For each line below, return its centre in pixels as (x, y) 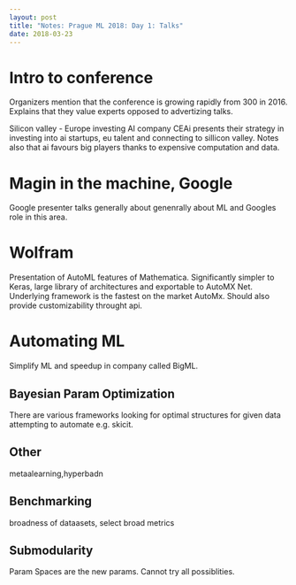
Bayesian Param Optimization (92, 393)
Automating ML (67, 341)
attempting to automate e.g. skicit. (72, 424)
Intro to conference (81, 77)
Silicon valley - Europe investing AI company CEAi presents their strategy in (147, 128)
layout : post (33, 17)
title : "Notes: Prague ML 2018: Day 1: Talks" (96, 26)
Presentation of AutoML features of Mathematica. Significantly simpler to (142, 277)
